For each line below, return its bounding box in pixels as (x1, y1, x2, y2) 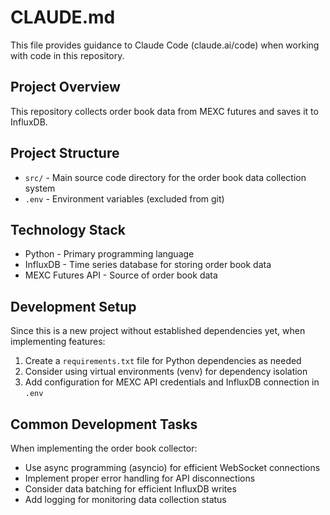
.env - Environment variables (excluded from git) (24, 192, 225, 205)
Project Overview (10, 79, 121, 96)
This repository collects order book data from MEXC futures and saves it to (10, 105, 319, 117)
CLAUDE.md (10, 6, 116, 29)
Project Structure (10, 145, 120, 162)
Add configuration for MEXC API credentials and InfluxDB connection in (24, 376, 320, 388)
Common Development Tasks (10, 416, 198, 433)
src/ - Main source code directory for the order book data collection (24, 171, 307, 183)
